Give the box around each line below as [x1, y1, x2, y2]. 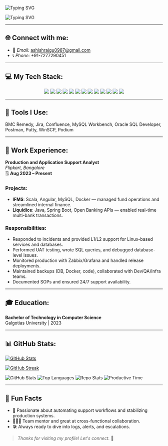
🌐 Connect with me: [5, 34, 68, 42]
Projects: [5, 185, 28, 192]
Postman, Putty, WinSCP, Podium [5, 127, 74, 133]
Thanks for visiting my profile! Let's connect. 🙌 [17, 435, 114, 441]
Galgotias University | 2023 [5, 320, 61, 326]
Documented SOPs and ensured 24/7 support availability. [12, 278, 131, 284]
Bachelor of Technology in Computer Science [5, 314, 101, 321]
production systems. [12, 413, 55, 419]
